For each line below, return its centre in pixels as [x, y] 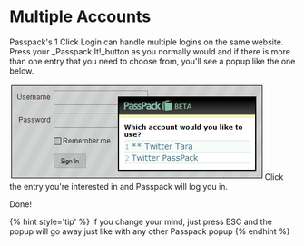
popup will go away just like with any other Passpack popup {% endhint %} [150, 231]
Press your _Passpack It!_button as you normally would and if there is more [150, 51]
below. [22, 71]
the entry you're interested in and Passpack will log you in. [119, 186]
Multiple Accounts [80, 17]
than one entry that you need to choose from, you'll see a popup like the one [152, 61]
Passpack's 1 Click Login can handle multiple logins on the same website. [147, 42]
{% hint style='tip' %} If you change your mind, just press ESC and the [141, 221]
